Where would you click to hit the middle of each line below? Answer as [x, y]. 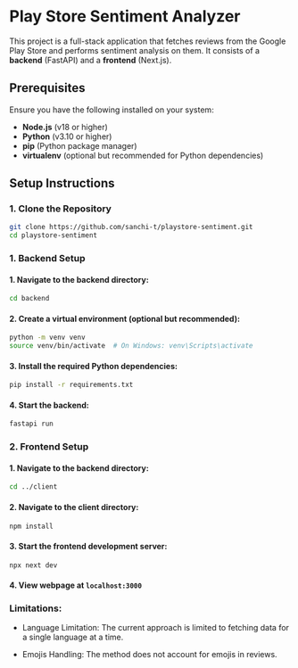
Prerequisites [47, 88]
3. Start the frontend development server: [88, 546]
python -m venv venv [48, 338]
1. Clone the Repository [60, 209]
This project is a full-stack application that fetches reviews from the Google [148, 41]
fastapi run [31, 424]
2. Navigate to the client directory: [74, 507]
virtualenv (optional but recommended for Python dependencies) [143, 155]
